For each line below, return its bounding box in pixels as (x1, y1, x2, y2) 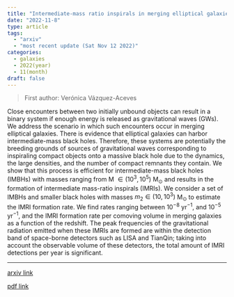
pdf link (7, 282, 29, 290)
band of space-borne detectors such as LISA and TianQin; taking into (7, 234, 207, 242)
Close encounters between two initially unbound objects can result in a (7, 107, 211, 115)
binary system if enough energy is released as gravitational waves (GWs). (7, 115, 219, 123)
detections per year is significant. (7, 248, 103, 257)
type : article (7, 23, 49, 30)
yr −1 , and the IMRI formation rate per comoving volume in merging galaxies (7, 210, 222, 220)
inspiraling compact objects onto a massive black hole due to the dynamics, (7, 152, 225, 160)
